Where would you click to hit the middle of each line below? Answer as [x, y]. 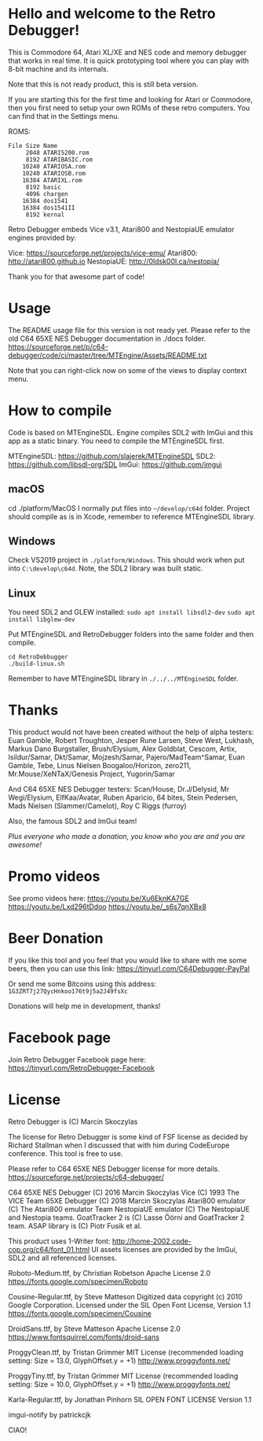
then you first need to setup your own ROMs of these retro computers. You [129, 108]
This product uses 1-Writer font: [59, 1241]
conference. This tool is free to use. [66, 1153]
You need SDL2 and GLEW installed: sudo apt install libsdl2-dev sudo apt [132, 612]
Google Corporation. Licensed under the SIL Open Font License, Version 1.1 [130, 1305]
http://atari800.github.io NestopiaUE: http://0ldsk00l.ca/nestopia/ [114, 261]
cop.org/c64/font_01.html [49, 1249]
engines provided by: [42, 238]
